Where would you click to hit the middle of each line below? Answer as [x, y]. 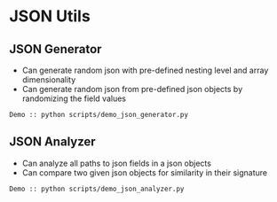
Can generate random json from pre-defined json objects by [132, 89]
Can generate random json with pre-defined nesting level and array [145, 70]
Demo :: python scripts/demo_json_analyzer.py [97, 189]
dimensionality [49, 80]
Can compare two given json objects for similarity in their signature [145, 172]
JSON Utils [50, 16]
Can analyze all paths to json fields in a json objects [116, 163]
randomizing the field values [74, 98]
